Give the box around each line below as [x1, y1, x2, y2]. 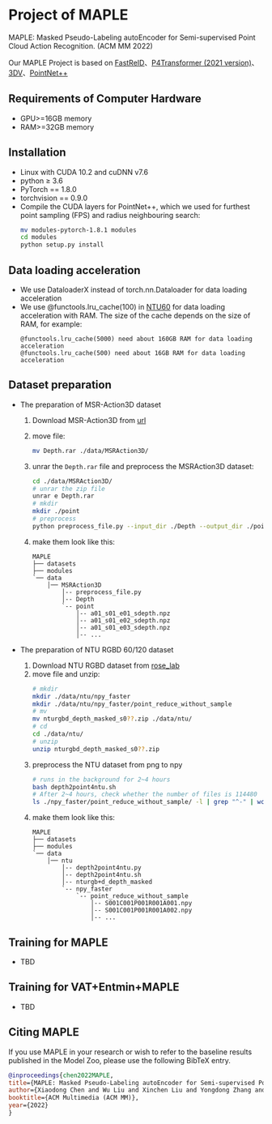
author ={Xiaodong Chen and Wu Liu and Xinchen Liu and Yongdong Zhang [8, 1086, 252, 1095]
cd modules [19, 233, 57, 241]
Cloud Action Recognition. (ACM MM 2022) [8, 41, 154, 50]
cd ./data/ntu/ [32, 730, 83, 738]
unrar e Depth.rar [32, 492, 95, 500]
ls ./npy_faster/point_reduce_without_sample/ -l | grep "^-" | [32, 798, 254, 806]
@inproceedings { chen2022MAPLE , [8, 1071, 114, 1079]
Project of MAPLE [8, 6, 129, 24]
